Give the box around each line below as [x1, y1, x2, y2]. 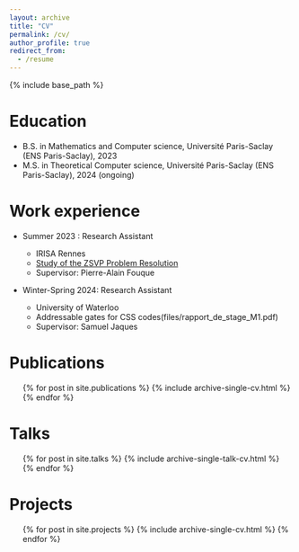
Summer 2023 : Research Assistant [22, 230, 154, 241]
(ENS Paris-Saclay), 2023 [22, 150, 118, 161]
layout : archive [9, 13, 70, 22]
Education [9, 111, 87, 131]
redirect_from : [9, 47, 66, 56]
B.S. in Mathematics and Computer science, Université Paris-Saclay [22, 140, 274, 151]
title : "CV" [9, 22, 54, 31]
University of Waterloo [35, 302, 119, 313]
